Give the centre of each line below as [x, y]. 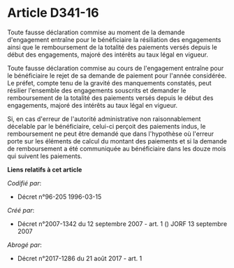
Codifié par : [24, 183]
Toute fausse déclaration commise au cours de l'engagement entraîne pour [116, 68]
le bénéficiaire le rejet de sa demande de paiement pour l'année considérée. [117, 76]
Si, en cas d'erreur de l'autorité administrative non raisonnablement [104, 119]
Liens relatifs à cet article [45, 169]
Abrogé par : [24, 245]
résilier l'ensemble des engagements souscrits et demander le [97, 90]
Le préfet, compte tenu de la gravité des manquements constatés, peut [109, 83]
